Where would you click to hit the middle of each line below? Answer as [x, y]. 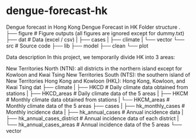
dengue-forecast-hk [57, 11]
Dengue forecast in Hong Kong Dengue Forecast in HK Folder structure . [93, 27]
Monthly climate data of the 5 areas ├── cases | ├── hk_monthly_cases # [96, 106]
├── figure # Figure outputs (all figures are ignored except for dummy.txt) [95, 33]
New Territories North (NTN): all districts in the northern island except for [94, 68]
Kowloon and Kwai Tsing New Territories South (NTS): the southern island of [98, 74]
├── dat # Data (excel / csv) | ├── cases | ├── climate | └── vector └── [95, 39]
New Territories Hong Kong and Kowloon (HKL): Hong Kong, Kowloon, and [96, 81]
